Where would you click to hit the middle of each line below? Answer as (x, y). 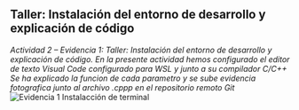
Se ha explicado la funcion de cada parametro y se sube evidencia (133, 78)
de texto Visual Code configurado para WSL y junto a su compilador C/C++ (149, 68)
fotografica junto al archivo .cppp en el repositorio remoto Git (122, 87)
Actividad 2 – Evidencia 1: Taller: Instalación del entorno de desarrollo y (141, 50)
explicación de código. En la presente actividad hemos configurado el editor (150, 59)
